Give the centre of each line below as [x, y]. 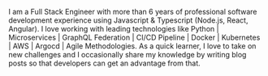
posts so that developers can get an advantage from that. [104, 63]
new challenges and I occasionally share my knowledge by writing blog [128, 55]
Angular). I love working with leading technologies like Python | [114, 29]
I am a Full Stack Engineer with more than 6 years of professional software [133, 12]
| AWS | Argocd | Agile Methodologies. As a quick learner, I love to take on [132, 46]
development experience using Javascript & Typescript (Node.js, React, [128, 20]
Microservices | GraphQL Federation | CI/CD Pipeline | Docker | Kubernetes [134, 37]
